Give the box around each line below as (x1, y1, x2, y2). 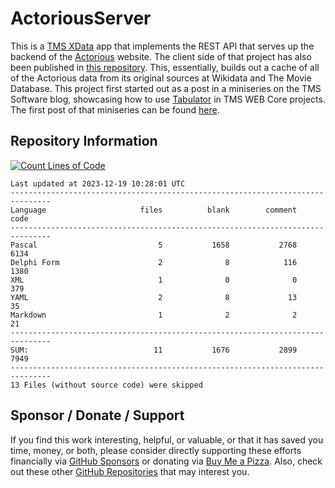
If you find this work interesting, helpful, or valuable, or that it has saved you (10, 433, 324, 446)
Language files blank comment (10, 205, 298, 215)
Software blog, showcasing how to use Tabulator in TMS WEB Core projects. (10, 93, 326, 105)
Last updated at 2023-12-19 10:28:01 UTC (10, 178, 186, 189)
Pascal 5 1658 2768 (10, 240, 298, 250)
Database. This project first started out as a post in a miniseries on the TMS (10, 82, 322, 94)
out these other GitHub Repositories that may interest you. (10, 465, 250, 477)
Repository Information (10, 133, 158, 150)
